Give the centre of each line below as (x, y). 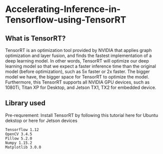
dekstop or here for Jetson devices (41, 120)
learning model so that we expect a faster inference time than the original (81, 66)
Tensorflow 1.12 (22, 129)
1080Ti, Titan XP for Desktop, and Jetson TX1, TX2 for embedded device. (81, 87)
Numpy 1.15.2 (19, 143)
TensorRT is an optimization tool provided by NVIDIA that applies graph (78, 50)
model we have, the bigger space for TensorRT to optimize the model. (77, 77)
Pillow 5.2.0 (19, 138)
